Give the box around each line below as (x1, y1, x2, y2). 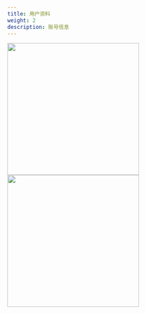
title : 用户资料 (7, 10, 51, 18)
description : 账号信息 (7, 23, 69, 30)
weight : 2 (7, 17, 36, 24)
